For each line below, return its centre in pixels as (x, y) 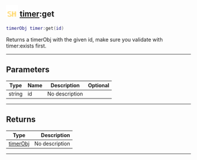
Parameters (28, 70)
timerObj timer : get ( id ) (35, 28)
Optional (98, 85)
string (16, 94)
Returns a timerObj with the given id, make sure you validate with (84, 39)
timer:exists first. (26, 46)
